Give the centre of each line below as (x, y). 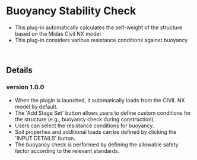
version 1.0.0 (25, 87)
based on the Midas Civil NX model (58, 33)
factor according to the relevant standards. (67, 150)
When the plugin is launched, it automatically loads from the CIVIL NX (100, 100)
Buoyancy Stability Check (71, 11)
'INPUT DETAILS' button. (45, 138)
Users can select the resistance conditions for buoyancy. (84, 126)
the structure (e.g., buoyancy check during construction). (85, 119)
